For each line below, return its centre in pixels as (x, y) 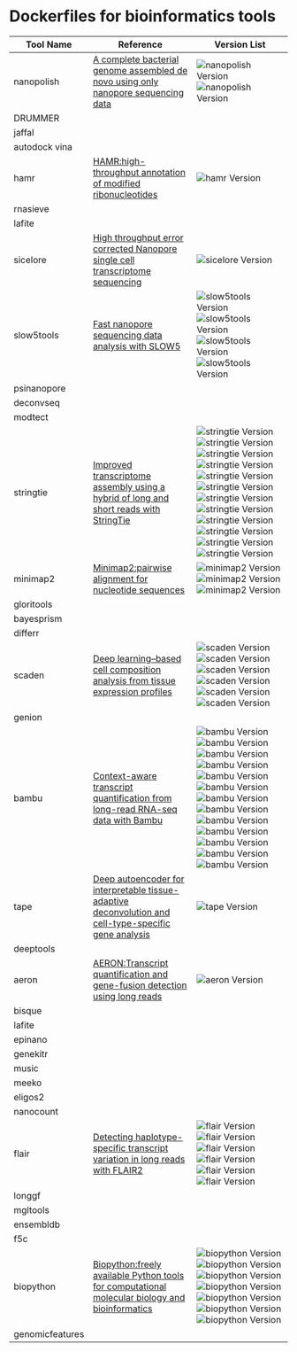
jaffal (24, 132)
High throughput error (138, 237)
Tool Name (49, 44)
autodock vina (43, 146)
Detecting (113, 1137)
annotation (163, 172)
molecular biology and (139, 1297)
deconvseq (37, 402)
